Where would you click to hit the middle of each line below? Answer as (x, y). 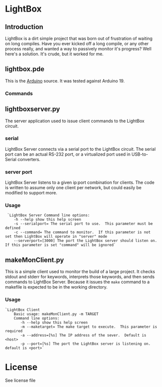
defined (13, 228)
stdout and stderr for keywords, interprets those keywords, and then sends (80, 277)
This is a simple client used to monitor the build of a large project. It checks (80, 272)
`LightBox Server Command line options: (49, 215)
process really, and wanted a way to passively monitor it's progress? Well (78, 49)
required (14, 331)
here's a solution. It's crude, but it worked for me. (54, 54)
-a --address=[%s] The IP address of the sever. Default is (83, 335)
